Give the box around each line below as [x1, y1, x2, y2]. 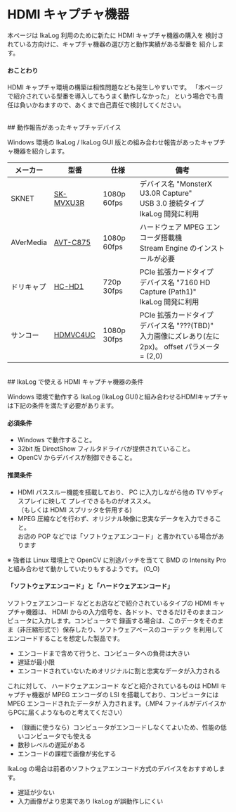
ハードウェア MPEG [139, 223, 205, 232]
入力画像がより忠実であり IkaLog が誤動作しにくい [17, 797, 164, 805]
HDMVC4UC [53, 330, 96, 340]
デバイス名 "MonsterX [139, 179, 213, 189]
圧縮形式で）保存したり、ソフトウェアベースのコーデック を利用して [25, 625, 223, 634]
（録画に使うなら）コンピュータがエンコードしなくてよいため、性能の [17, 723, 221, 731]
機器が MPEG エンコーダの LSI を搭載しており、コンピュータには [31, 690, 219, 699]
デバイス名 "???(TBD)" [139, 321, 214, 331]
